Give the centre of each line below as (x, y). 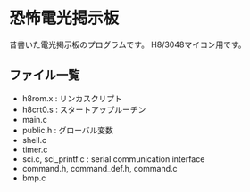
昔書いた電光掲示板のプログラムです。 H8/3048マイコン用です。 (128, 44)
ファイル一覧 (45, 75)
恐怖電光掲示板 (64, 18)
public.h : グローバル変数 (68, 130)
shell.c (34, 140)
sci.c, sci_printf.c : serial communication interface (113, 159)
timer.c (35, 149)
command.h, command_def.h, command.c (100, 168)
